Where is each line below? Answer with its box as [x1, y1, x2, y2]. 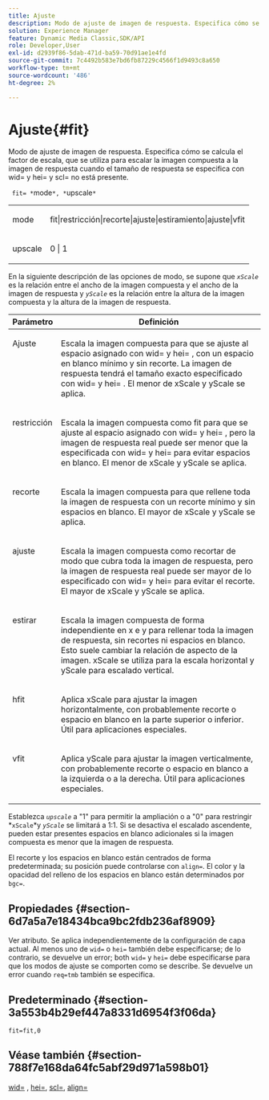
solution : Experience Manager [8, 26, 110, 35]
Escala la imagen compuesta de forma [60, 615, 205, 626]
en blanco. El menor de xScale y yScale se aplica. [60, 457, 247, 469]
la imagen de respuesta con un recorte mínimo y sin [60, 497, 256, 508]
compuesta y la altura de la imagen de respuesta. [8, 298, 171, 307]
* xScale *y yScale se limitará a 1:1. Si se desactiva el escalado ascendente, [8, 820, 252, 830]
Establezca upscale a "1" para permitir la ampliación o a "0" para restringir [8, 812, 252, 822]
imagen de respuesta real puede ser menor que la [60, 437, 248, 449]
